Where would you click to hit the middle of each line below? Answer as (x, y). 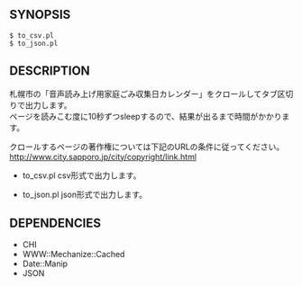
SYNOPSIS (40, 15)
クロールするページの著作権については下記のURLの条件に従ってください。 (147, 147)
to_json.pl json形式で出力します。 (84, 194)
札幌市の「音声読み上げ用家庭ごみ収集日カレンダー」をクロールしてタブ (143, 94)
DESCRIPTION (50, 71)
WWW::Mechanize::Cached (73, 255)
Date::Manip (45, 264)
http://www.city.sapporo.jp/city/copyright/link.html (103, 156)
